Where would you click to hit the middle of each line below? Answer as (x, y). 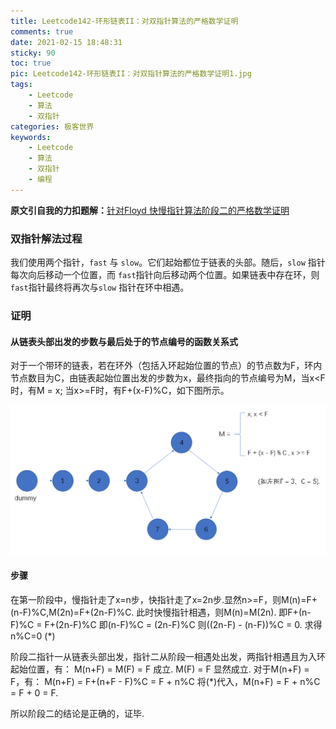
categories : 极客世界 (52, 126)
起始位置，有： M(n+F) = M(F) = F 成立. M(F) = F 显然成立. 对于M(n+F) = (160, 669)
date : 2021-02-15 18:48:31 (66, 42)
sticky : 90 (33, 53)
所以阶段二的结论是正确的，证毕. (77, 714)
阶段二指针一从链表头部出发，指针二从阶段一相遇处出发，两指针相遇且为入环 (168, 657)
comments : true (42, 31)
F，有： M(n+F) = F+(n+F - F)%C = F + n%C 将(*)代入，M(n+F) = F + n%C (165, 682)
